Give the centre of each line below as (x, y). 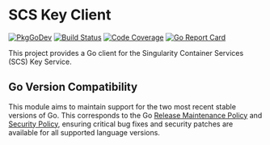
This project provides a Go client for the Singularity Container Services (126, 53)
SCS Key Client (60, 15)
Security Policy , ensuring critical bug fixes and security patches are (121, 124)
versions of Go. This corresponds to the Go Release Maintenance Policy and (135, 115)
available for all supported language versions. (84, 132)
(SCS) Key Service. (40, 62)
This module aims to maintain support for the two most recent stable (122, 106)
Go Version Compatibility (73, 87)
